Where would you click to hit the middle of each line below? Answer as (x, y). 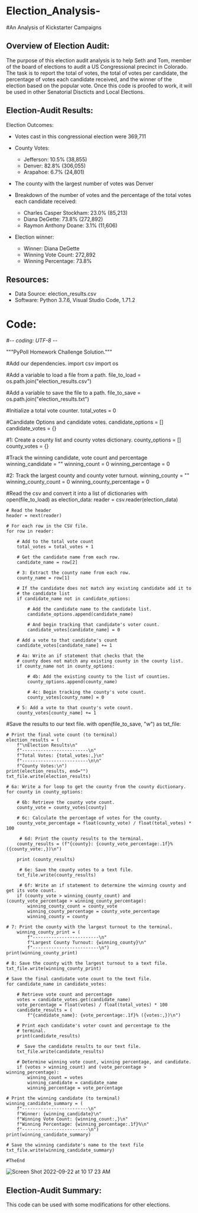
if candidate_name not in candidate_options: (74, 599)
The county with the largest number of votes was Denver (84, 183)
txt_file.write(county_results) (56, 875)
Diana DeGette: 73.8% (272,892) (63, 219)
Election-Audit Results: (50, 111)
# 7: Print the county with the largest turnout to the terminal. (90, 927)
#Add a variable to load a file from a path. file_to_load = (74, 375)
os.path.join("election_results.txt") (48, 399)
